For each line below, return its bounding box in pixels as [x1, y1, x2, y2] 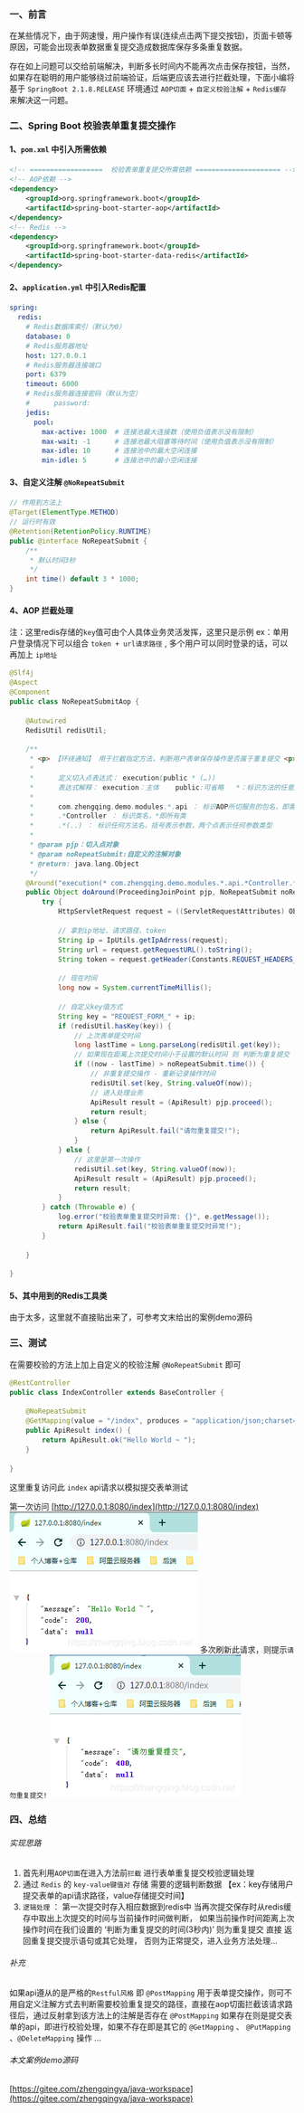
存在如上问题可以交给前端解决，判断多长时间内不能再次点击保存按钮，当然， [9, 61, 295, 71]
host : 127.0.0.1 [25, 351, 88, 360]
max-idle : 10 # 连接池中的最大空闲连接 [42, 446, 197, 456]
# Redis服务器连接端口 [25, 360, 101, 370]
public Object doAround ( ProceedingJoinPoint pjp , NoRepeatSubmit [25, 888, 278, 897]
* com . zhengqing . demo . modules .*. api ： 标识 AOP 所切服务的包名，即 [29, 802, 290, 811]
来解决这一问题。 [9, 95, 73, 106]
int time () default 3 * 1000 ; [25, 574, 140, 584]
